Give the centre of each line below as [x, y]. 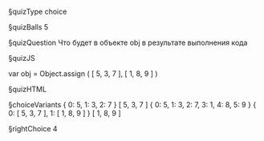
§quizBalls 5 [28, 27]
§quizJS [22, 58]
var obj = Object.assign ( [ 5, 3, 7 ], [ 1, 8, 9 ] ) [83, 74]
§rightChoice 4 [33, 129]
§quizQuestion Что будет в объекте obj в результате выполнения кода [128, 42]
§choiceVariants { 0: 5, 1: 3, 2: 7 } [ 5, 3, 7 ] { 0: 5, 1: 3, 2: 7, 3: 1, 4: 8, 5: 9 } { [132, 105]
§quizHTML [27, 89]
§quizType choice [38, 12]
